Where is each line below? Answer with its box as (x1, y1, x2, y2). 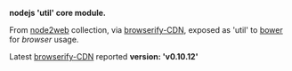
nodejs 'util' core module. (9, 8, 107, 18)
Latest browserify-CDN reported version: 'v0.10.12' (9, 51, 199, 61)
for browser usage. (9, 35, 79, 44)
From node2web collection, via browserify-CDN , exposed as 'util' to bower (9, 25, 283, 35)
